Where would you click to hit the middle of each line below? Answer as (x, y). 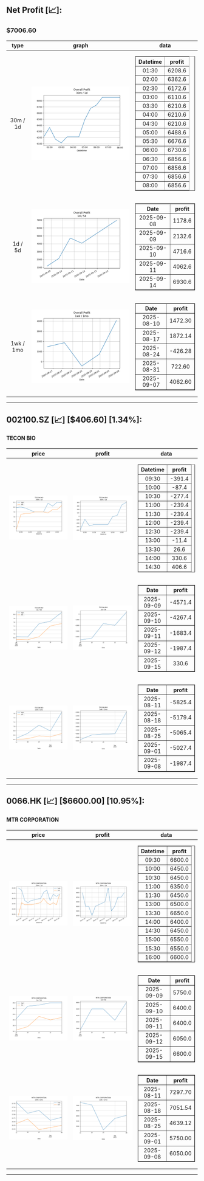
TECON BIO (21, 438)
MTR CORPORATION (33, 820)
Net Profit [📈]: (34, 10)
